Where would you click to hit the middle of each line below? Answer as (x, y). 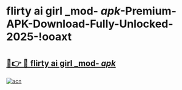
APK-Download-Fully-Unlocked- (90, 24)
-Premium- (149, 11)
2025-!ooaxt (39, 37)
